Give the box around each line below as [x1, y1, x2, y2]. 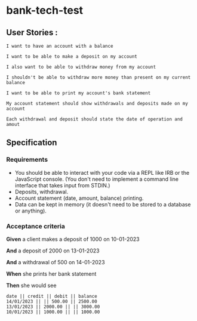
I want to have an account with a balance [6, 43, 113, 49]
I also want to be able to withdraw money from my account [6, 64, 156, 70]
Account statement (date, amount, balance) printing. [14, 195, 144, 202]
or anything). [14, 207, 47, 214]
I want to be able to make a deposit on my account [6, 54, 137, 60]
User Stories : [6, 27, 58, 38]
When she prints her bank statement [6, 270, 97, 277]
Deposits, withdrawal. [14, 188, 69, 195]
